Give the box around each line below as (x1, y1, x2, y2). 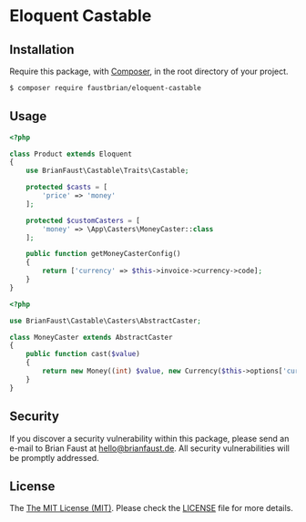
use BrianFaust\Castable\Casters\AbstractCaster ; (9, 316, 202, 325)
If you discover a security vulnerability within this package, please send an (9, 433, 290, 444)
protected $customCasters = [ (25, 216, 141, 225)
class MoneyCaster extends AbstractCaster (9, 333, 173, 342)
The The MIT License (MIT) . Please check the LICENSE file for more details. (9, 503, 293, 514)
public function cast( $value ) (25, 350, 141, 359)
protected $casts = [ (25, 183, 107, 192)
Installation (9, 42, 75, 57)
